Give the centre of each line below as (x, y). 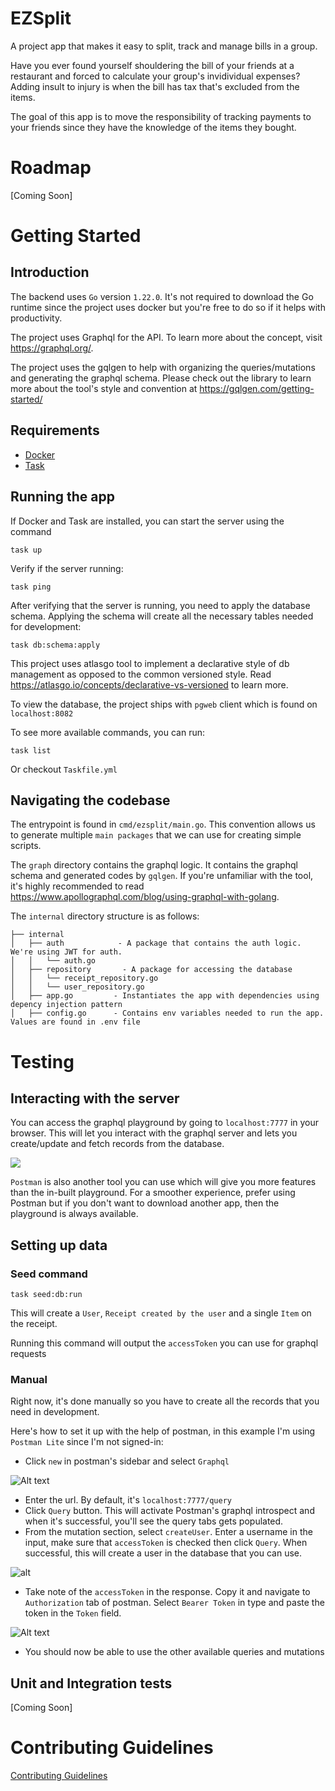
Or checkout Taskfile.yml (64, 769)
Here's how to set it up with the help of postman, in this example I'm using (163, 1431)
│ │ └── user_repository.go (77, 987)
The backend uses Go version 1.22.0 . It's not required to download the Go (162, 296)
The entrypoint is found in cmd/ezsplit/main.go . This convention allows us (163, 824)
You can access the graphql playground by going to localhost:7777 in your (165, 1123)
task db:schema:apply (55, 645)
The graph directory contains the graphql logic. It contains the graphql (154, 865)
